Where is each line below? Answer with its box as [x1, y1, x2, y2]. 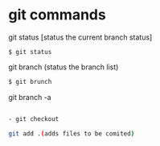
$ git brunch [8, 77, 52, 86]
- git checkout [8, 115, 59, 123]
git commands [8, 6, 106, 24]
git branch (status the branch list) [8, 62, 119, 72]
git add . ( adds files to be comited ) [8, 129, 135, 138]
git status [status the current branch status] [8, 32, 153, 42]
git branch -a [8, 92, 51, 102]
